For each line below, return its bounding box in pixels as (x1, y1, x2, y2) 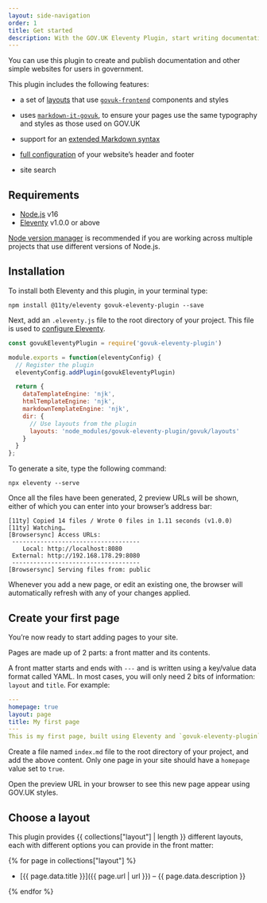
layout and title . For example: (8, 680, 110, 690)
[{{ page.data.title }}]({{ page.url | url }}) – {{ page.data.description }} (19, 871, 246, 881)
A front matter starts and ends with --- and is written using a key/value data (8, 663, 257, 673)
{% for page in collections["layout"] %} (8, 856, 137, 865)
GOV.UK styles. (8, 788, 58, 797)
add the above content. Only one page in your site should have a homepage (8, 756, 250, 765)
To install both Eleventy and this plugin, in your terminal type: (8, 286, 208, 295)
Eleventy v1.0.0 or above (19, 218, 101, 228)
